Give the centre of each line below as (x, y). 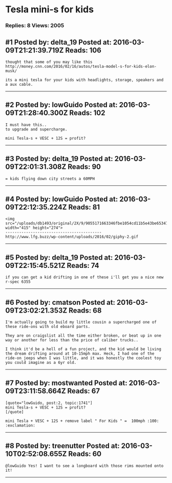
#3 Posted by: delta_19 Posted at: (59, 159)
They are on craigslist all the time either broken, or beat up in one (83, 335)
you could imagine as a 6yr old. (41, 362)
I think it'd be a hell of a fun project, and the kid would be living (83, 349)
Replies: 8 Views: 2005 (35, 26)
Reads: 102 (87, 113)
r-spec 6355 (18, 282)
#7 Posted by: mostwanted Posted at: (66, 383)
